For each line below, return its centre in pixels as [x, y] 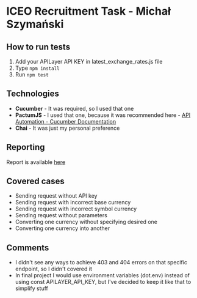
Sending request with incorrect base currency [73, 203]
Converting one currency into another [63, 228]
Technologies [33, 94]
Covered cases [36, 181]
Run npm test [32, 74]
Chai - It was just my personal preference [67, 128]
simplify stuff [32, 288]
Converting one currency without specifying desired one [86, 222]
